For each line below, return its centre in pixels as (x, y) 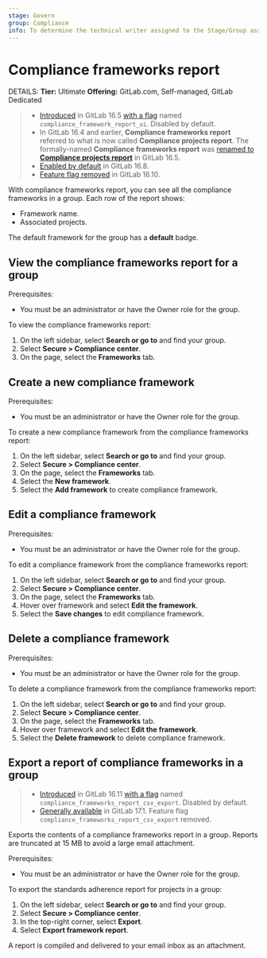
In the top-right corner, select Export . (81, 921)
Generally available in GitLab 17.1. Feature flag (114, 811)
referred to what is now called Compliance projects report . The (144, 141)
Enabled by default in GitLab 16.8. (94, 166)
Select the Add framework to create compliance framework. (119, 489)
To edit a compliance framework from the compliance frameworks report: (128, 564)
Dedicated (25, 100)
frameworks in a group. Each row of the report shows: (97, 199)
